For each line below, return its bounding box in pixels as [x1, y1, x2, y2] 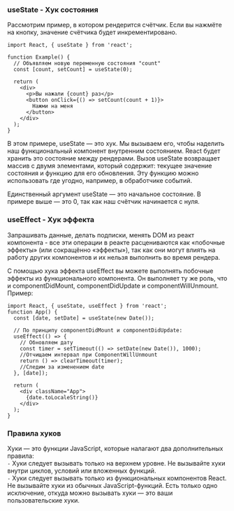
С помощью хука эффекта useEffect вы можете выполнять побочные [7, 267, 214, 275]
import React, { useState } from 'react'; [7, 42, 133, 49]
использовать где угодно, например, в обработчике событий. [7, 177, 193, 185]
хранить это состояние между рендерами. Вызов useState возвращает [7, 154, 220, 163]
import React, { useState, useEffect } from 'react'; [7, 302, 168, 309]
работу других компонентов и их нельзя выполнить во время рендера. [7, 253, 221, 261]
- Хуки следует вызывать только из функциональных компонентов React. [7, 473, 227, 482]
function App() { [7, 309, 58, 316]
